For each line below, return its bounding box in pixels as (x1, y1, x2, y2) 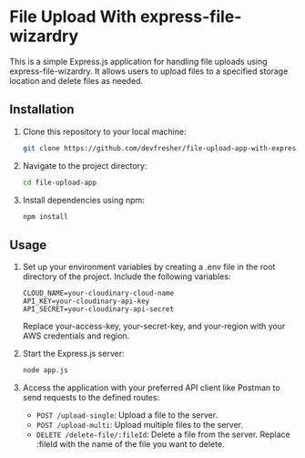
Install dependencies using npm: (22, 194, 146, 205)
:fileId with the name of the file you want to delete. (36, 439, 225, 450)
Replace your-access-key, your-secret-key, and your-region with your (22, 321, 286, 332)
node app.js (22, 366, 68, 375)
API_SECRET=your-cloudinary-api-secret (22, 305, 175, 314)
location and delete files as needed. (9, 75, 144, 86)
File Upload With (9, 6, 137, 27)
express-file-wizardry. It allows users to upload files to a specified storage (9, 66, 289, 77)
